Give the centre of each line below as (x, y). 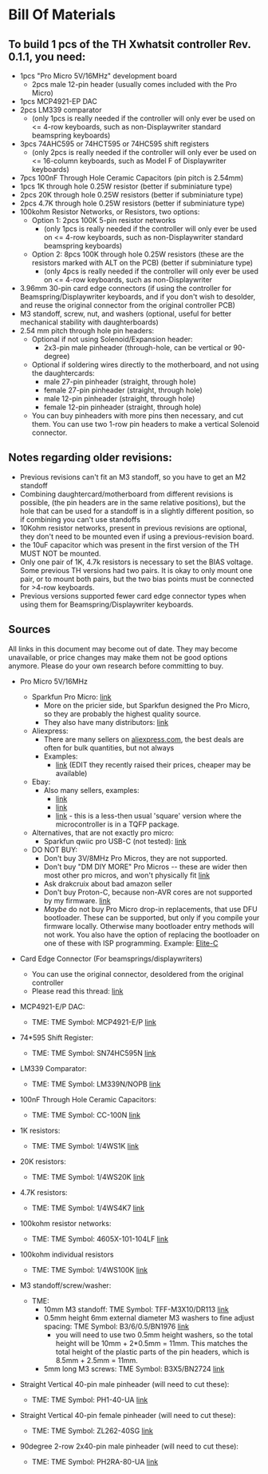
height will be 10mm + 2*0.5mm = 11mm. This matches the (152, 1343)
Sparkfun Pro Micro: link (71, 696)
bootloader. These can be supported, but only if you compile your (152, 918)
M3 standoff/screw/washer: (65, 1285)
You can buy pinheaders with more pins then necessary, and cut (138, 416)
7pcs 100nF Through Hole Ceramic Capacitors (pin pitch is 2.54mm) (132, 178)
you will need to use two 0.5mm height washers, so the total (154, 1335)
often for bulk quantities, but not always (109, 747)
